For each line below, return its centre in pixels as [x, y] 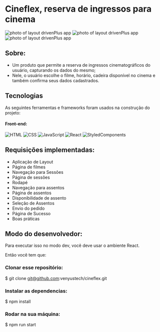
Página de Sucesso [31, 213]
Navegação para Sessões [38, 172]
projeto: [13, 112]
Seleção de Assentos [33, 203]
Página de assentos [32, 193]
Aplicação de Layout [32, 162]
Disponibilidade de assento [39, 198]
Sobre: [15, 53]
